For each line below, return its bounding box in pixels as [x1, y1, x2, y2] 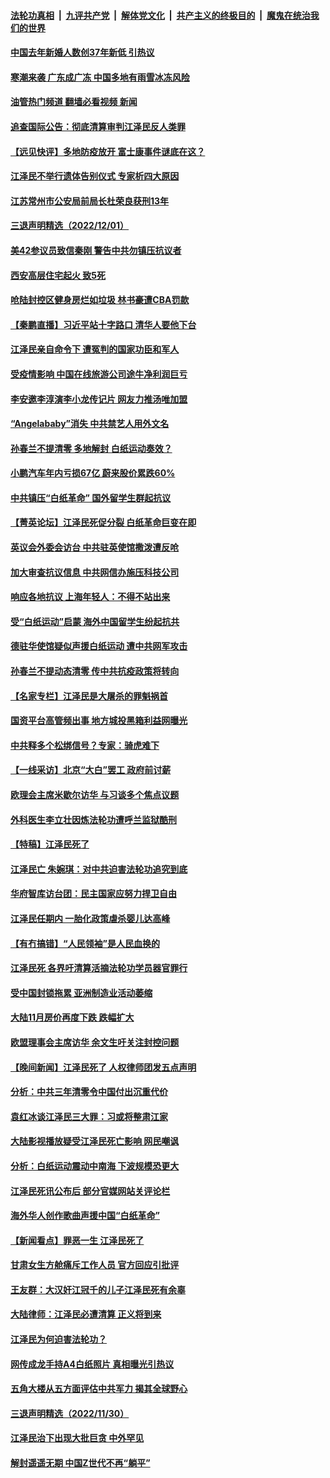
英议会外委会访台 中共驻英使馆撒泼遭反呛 [10, 541, 180, 554]
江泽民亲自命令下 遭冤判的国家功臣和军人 [10, 343, 180, 355]
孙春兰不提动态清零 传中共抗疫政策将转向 [10, 665, 180, 677]
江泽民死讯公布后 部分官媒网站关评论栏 [10, 1185, 171, 1197]
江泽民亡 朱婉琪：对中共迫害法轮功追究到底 [10, 863, 188, 875]
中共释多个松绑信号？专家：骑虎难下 [10, 739, 160, 751]
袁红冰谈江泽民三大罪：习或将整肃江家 [10, 1110, 168, 1122]
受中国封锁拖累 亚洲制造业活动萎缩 [10, 986, 153, 999]
